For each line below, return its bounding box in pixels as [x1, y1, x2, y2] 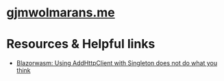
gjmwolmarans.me [6, 5, 116, 21]
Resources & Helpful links [6, 36, 155, 52]
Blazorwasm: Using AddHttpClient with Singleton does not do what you [16, 59, 217, 67]
